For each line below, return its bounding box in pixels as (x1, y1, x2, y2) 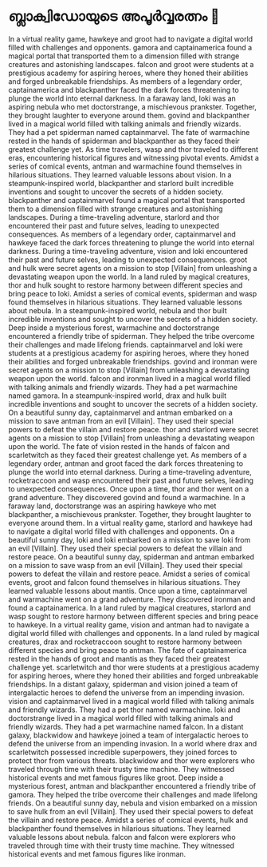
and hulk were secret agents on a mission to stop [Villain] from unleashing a (8, 263, 257, 272)
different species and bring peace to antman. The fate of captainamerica (8, 645, 247, 654)
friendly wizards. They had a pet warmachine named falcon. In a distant (8, 722, 244, 731)
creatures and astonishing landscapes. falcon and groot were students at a (8, 59, 254, 69)
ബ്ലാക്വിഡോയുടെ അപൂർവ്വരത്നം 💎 (8, 7, 220, 26)
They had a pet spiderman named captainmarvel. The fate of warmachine (8, 127, 250, 137)
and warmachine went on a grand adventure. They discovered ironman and (8, 595, 256, 604)
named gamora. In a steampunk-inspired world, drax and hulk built (8, 391, 227, 400)
